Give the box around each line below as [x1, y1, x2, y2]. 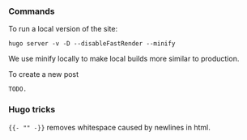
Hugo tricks [8, 104, 56, 115]
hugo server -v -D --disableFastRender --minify [8, 40, 176, 48]
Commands [8, 6, 55, 17]
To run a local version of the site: [8, 24, 118, 34]
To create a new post [8, 70, 79, 79]
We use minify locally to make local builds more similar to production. [8, 54, 240, 64]
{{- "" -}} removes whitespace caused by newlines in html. [8, 122, 211, 132]
